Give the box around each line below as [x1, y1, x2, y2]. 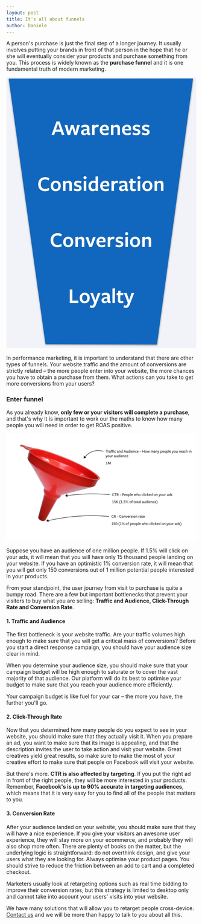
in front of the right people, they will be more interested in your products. [6, 777, 188, 784]
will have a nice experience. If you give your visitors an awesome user [6, 830, 180, 837]
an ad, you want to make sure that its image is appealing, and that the [6, 739, 179, 746]
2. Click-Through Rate [6, 713, 62, 720]
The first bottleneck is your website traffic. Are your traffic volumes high [6, 631, 186, 638]
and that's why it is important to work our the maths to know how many [6, 415, 183, 422]
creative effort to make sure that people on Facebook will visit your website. [6, 758, 195, 766]
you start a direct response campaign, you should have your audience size [6, 644, 192, 651]
